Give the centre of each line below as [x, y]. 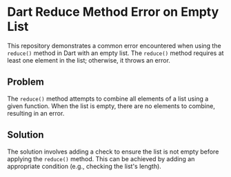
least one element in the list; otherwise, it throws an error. [89, 60]
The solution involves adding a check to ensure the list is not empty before [113, 152]
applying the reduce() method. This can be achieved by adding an [101, 158]
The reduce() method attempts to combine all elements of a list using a [108, 98]
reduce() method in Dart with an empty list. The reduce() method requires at [115, 53]
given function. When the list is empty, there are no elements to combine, [111, 106]
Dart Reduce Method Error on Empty [113, 12]
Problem [26, 82]
